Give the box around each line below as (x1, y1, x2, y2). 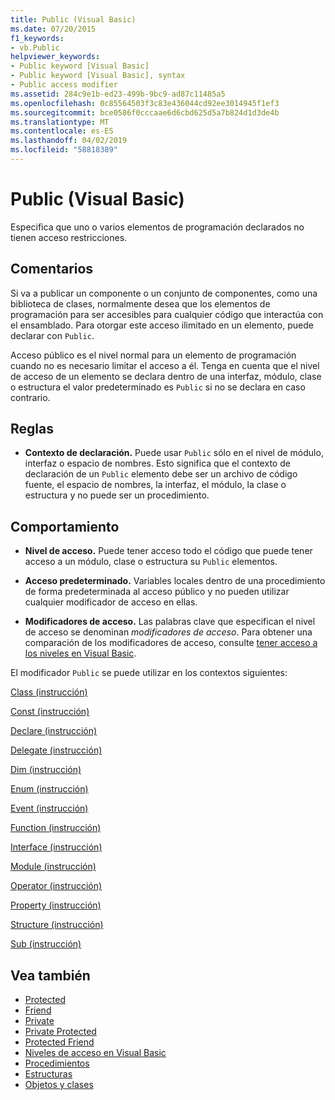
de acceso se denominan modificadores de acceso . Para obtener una (24, 626, 313, 638)
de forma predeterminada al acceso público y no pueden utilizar (24, 586, 290, 598)
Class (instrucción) (10, 686, 88, 698)
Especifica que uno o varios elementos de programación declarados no (10, 221, 305, 233)
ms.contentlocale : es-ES (10, 126, 114, 136)
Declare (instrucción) (10, 725, 98, 737)
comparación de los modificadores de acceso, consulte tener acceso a (24, 637, 318, 649)
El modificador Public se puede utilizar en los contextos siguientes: (10, 667, 288, 679)
